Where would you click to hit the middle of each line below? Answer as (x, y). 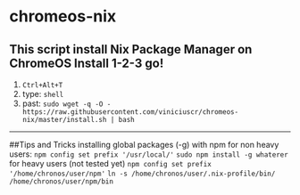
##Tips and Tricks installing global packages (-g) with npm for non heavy (144, 145)
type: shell (43, 94)
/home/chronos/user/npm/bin (62, 182)
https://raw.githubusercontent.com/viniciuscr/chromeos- (130, 112)
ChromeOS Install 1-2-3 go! (87, 63)
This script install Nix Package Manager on (131, 49)
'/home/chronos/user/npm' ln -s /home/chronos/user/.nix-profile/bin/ (142, 174)
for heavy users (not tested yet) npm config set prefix (110, 163)
